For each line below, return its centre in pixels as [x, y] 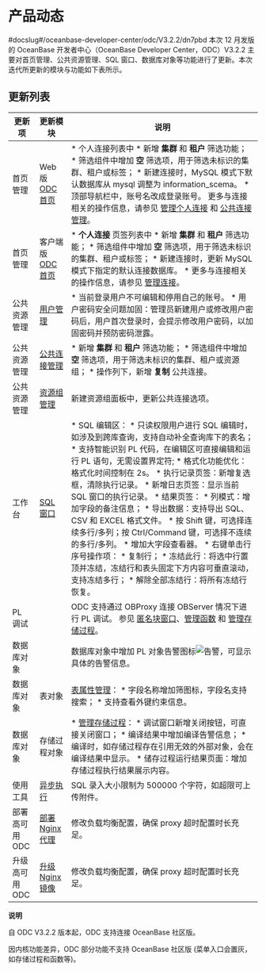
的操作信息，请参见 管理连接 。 [127, 282]
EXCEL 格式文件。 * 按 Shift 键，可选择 [172, 520]
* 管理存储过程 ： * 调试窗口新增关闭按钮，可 [155, 723]
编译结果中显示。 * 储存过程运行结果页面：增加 [159, 758]
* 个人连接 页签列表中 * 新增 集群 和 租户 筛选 [156, 235]
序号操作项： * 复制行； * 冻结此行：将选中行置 [160, 556]
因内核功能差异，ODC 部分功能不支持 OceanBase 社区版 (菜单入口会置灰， [130, 949]
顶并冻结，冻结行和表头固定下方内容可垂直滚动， [162, 568]
